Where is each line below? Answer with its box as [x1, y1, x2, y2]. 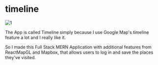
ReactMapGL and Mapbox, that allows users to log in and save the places [5, 49, 154, 55]
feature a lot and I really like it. [5, 34, 66, 40]
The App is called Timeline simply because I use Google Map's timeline [5, 29, 149, 35]
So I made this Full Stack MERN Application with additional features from [5, 44, 152, 50]
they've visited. [5, 54, 36, 60]
